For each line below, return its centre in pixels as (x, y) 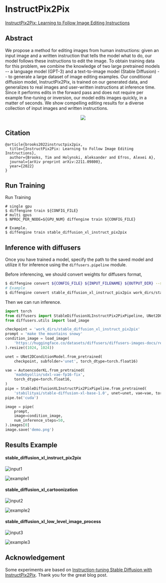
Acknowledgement (35, 558)
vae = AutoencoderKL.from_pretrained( (45, 370)
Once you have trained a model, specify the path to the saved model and (79, 260)
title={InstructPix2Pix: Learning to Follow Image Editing (72, 149)
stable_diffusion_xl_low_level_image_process (53, 522)
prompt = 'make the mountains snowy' (44, 334)
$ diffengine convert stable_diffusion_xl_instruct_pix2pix (68, 292)
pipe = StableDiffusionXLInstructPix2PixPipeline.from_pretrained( (76, 389)
